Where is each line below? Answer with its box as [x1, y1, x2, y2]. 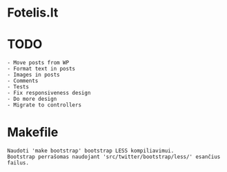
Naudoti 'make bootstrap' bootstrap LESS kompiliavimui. [7, 147, 175, 155]
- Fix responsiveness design [7, 90, 91, 97]
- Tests [7, 84, 30, 90]
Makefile [7, 124, 59, 140]
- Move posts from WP [7, 59, 70, 66]
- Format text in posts [7, 66, 76, 73]
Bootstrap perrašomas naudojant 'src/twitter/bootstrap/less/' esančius [7, 153, 221, 160]
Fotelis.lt [7, 5, 59, 21]
